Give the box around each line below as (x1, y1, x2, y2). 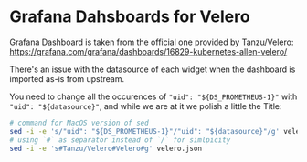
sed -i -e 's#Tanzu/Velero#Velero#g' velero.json (9, 144, 203, 153)
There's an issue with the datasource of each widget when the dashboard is (9, 64, 296, 75)
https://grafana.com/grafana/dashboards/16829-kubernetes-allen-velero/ (9, 46, 288, 56)
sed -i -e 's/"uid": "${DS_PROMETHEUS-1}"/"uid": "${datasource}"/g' (9, 127, 281, 136)
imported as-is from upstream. (9, 73, 125, 84)
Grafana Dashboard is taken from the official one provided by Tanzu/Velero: (9, 36, 294, 47)
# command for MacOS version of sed (9, 118, 149, 127)
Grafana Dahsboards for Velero (9, 6, 250, 27)
